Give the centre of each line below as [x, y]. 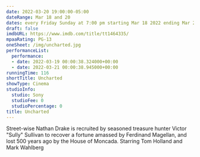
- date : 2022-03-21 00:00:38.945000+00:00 [65, 67]
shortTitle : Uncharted [34, 78]
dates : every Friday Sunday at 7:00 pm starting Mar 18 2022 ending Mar [98, 23]
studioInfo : [21, 90]
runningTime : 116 [28, 73]
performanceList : [28, 51]
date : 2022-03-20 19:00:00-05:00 [48, 12]
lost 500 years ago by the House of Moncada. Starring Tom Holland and [94, 141]
